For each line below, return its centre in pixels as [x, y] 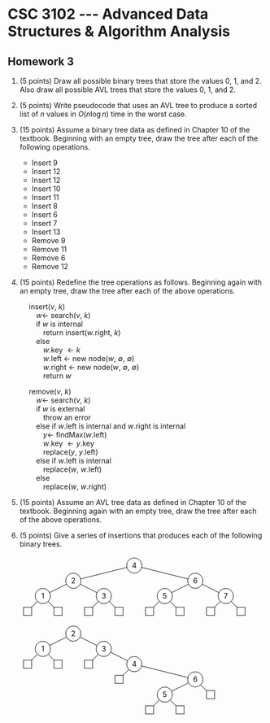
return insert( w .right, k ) [82, 333]
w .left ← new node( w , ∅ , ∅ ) [89, 358]
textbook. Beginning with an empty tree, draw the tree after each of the [139, 138]
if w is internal [59, 324]
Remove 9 [48, 240]
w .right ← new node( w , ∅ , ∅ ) [91, 367]
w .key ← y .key [69, 443]
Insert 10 [46, 189]
